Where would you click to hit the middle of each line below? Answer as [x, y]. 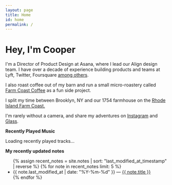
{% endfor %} [27, 177]
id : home [15, 20]
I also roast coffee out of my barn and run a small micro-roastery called [81, 85]
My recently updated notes [35, 151]
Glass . [12, 121]
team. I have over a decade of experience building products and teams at [83, 69]
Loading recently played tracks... [40, 141]
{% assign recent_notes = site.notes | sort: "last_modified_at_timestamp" [90, 161]
